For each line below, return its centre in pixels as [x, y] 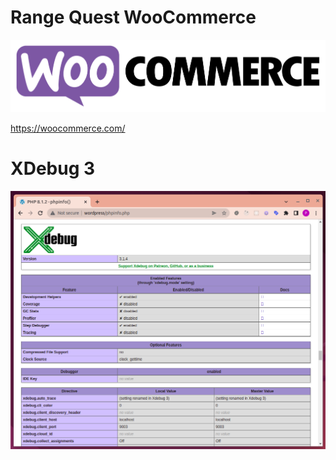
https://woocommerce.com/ [68, 128]
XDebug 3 [53, 168]
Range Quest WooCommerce [133, 17]
